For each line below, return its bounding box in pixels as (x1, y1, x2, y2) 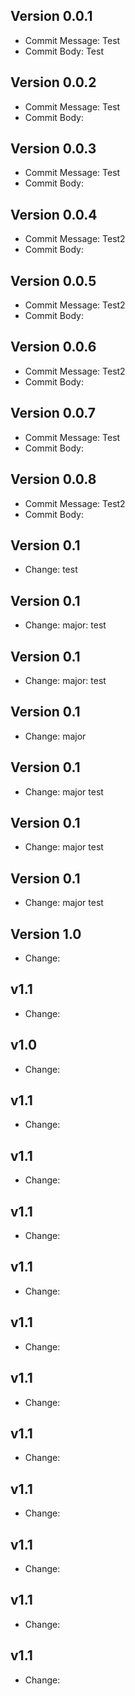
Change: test (24, 564, 78, 576)
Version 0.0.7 (10, 405, 97, 422)
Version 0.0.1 (10, 8, 93, 25)
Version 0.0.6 (10, 339, 97, 356)
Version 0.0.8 (10, 471, 97, 488)
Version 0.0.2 (10, 74, 97, 91)
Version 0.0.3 (10, 140, 97, 158)
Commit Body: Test (24, 45, 104, 57)
